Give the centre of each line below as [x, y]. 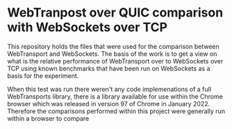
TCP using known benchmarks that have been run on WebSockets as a [109, 68]
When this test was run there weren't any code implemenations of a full [109, 89]
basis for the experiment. [43, 76]
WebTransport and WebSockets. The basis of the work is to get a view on [112, 54]
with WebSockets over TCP [88, 27]
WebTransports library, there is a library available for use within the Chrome [115, 96]
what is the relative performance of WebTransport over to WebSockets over [115, 61]
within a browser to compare [48, 118]
